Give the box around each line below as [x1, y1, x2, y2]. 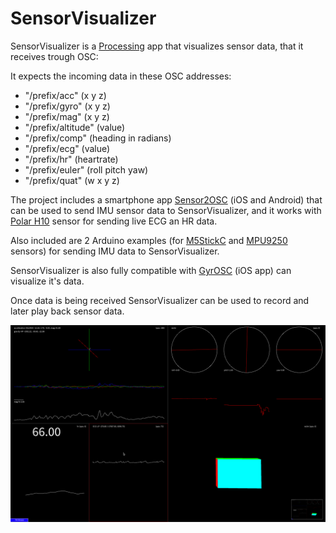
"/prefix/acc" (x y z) [24, 89, 107, 101]
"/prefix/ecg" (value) [24, 142, 111, 154]
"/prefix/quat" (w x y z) [24, 174, 120, 186]
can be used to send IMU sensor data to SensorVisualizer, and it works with [10, 204, 322, 216]
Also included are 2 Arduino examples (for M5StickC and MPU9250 [10, 234, 288, 246]
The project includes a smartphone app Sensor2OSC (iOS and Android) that [10, 193, 323, 206]
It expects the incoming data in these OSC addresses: [10, 70, 232, 82]
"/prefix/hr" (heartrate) [24, 153, 119, 165]
